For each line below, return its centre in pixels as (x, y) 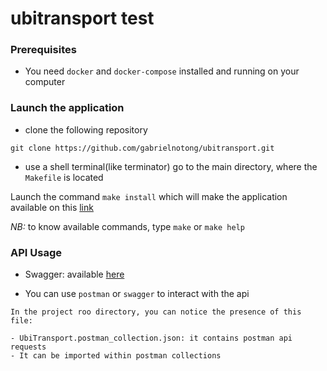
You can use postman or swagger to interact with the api (137, 294)
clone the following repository (86, 129)
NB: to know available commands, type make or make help (127, 226)
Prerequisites (43, 50)
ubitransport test (82, 18)
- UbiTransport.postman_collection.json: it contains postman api (151, 338)
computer (45, 82)
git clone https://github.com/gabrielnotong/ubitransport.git (142, 148)
